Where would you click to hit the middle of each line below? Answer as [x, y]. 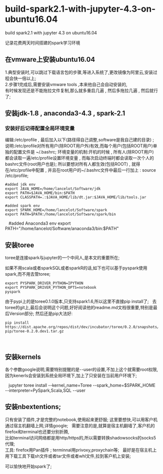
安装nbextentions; [33, 407]
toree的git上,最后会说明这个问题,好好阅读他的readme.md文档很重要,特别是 [79, 308]
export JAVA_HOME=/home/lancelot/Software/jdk [53, 189]
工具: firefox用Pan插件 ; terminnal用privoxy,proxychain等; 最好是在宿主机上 [81, 450]
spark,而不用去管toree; [28, 274]
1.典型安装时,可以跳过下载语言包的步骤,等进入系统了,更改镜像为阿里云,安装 [79, 72]
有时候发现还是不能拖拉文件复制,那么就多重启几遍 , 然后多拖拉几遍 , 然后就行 [81, 90]
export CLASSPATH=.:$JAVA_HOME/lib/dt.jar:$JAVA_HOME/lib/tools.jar [76, 197]
